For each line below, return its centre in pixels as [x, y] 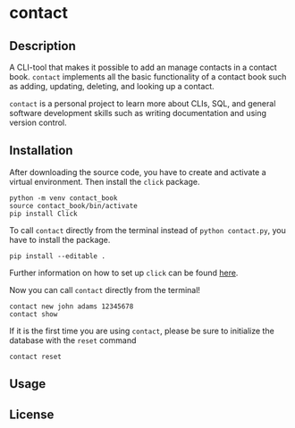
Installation [41, 151]
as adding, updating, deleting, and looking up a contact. [112, 86]
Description [42, 46]
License [32, 414]
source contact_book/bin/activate [74, 206]
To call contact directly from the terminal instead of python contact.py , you [147, 230]
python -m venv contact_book [63, 198]
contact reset [36, 357]
